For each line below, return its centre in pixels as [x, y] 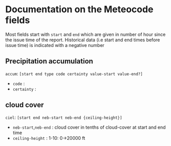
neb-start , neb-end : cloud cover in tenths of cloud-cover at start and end [89, 127]
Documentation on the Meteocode [79, 9]
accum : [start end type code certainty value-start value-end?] [74, 74]
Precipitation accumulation [49, 62]
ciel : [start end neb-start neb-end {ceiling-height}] [64, 117]
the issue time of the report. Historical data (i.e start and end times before [83, 40]
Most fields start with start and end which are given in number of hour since [86, 34]
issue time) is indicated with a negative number [55, 45]
